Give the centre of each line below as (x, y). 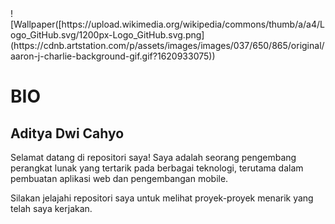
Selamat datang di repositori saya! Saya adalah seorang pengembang (153, 157)
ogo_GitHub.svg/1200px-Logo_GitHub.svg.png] (107, 35)
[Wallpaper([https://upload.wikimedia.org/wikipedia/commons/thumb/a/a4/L (167, 24)
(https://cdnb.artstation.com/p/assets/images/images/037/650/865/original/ (167, 45)
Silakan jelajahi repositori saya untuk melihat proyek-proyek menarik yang (162, 198)
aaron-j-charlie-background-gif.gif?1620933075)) (113, 56)
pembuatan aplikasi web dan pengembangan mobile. (119, 178)
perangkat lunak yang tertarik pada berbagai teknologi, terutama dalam (157, 168)
